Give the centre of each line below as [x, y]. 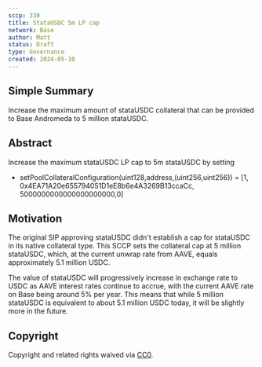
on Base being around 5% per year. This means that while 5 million [116, 295]
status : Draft [31, 45]
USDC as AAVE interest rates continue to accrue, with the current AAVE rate [131, 286]
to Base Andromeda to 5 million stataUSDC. [78, 118]
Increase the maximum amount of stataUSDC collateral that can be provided [131, 110]
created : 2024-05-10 [42, 60]
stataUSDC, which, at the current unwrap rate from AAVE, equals [113, 254]
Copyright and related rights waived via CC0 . [81, 355]
